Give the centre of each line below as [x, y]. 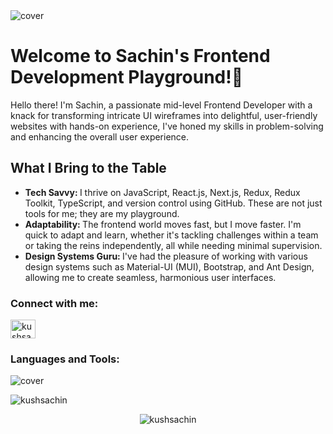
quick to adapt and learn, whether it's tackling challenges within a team [171, 235]
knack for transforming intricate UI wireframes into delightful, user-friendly [164, 115]
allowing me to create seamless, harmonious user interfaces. [150, 277]
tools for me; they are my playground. [102, 213]
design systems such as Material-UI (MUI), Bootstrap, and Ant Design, [169, 266]
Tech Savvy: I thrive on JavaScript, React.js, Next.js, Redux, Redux [162, 192]
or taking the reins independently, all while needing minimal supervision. [173, 245]
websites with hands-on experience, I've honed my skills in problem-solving [167, 126]
